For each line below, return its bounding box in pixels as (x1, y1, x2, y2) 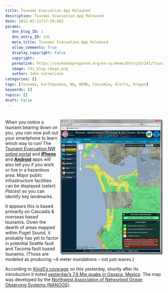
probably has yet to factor (5, 235, 58, 241)
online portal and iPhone (5, 150, 56, 157)
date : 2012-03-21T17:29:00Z (5, 18, 64, 23)
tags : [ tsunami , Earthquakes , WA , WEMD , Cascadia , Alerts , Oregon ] (5, 82, 149, 87)
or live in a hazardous (5, 166, 49, 172)
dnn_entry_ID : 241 (11, 34, 50, 39)
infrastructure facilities (5, 177, 52, 183)
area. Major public (5, 172, 42, 178)
